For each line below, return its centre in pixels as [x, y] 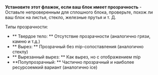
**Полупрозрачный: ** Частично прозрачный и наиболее [73, 62]
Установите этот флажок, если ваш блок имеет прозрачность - [73, 7]
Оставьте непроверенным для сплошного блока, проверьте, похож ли [79, 12]
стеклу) [20, 52]
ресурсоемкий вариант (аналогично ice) [55, 67]
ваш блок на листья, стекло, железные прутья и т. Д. [61, 17]
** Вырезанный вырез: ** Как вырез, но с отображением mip [76, 57]
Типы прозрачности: [26, 27]
